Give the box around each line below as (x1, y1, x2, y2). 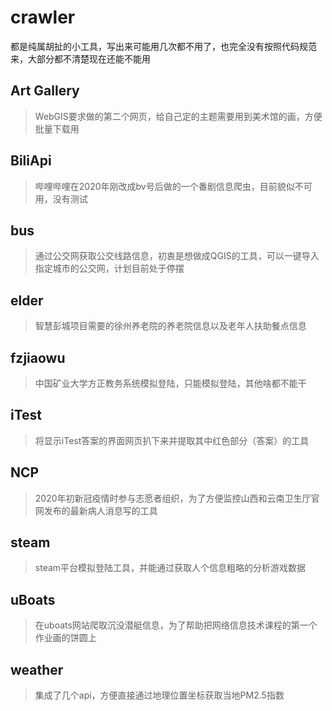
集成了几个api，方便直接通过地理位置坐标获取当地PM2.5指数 (34, 689, 285, 701)
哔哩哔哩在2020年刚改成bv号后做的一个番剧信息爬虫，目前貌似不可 (34, 180, 313, 192)
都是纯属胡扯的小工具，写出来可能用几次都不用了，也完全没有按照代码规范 (10, 40, 317, 52)
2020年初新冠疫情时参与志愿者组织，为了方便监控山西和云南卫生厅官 (34, 492, 320, 504)
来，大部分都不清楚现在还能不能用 (10, 52, 151, 65)
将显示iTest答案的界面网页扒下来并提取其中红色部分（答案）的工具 (34, 434, 310, 446)
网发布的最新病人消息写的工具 (34, 504, 158, 516)
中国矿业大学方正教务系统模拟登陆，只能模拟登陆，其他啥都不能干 (34, 377, 307, 389)
